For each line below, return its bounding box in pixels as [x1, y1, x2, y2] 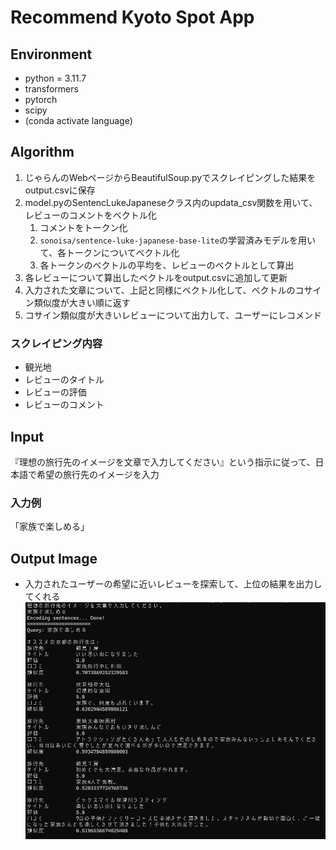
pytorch [24, 94, 58, 105]
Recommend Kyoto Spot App [10, 6, 255, 29]
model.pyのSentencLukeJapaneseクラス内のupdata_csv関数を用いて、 [24, 196, 318, 208]
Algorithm [10, 144, 75, 161]
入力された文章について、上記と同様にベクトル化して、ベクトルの [24, 284, 296, 296]
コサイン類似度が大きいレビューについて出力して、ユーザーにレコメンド [24, 309, 322, 321]
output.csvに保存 [24, 184, 96, 196]
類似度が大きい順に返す [33, 296, 131, 308]
